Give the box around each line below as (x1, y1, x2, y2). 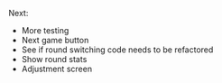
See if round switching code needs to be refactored (21, 44, 214, 55)
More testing (21, 25, 69, 35)
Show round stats (21, 54, 88, 64)
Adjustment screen (21, 63, 92, 74)
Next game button (21, 35, 89, 45)
